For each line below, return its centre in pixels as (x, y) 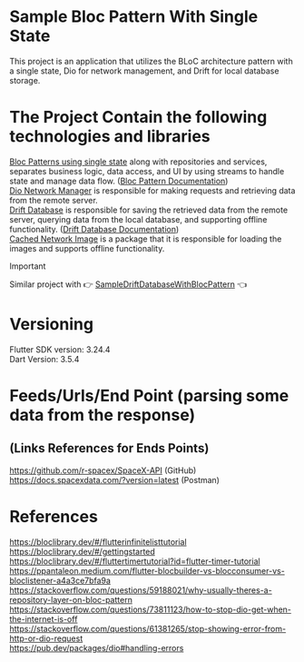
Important (28, 266)
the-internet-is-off (44, 618)
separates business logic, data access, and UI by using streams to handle (147, 171)
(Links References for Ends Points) (109, 448)
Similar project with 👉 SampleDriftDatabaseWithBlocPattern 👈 (128, 284)
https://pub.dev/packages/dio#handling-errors (97, 647)
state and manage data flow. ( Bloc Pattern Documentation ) (119, 181)
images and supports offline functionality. (87, 248)
